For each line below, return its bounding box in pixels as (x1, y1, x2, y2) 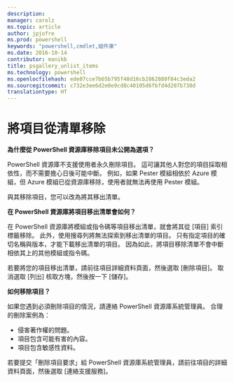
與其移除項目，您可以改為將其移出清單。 (7, 193, 124, 201)
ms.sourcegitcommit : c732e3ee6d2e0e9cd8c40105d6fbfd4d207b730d (7, 82, 196, 89)
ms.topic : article (7, 23, 61, 30)
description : (7, 10, 46, 18)
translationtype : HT (7, 88, 68, 95)
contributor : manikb (7, 56, 68, 63)
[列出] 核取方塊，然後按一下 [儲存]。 (27, 273, 132, 281)
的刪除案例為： (7, 311, 50, 320)
